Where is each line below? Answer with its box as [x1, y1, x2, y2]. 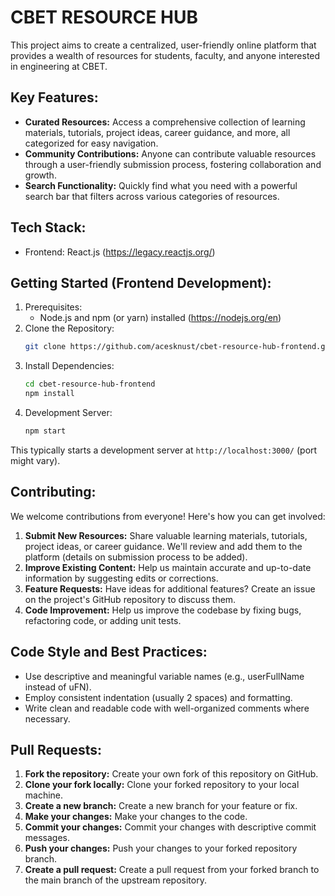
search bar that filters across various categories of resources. [24, 190, 280, 202]
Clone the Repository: [24, 322, 115, 335]
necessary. [24, 712, 71, 725]
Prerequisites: [24, 301, 83, 313]
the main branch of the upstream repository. [24, 874, 207, 886]
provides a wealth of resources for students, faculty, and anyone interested [10, 49, 321, 61]
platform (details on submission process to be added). [24, 551, 248, 563]
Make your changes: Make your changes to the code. [24, 811, 248, 823]
